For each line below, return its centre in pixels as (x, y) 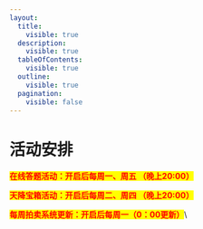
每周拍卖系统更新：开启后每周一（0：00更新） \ (98, 215)
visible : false (54, 102)
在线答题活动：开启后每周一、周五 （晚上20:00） (102, 177)
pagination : (40, 93)
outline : (34, 77)
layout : (24, 18)
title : (30, 26)
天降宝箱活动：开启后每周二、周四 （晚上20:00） (102, 196)
